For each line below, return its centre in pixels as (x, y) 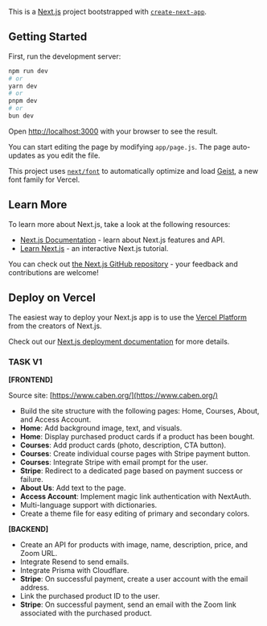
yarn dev (23, 86)
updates (22, 155)
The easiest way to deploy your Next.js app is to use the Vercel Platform (128, 317)
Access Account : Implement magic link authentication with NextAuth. (136, 496)
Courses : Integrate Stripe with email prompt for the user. (114, 462)
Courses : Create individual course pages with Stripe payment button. (135, 453)
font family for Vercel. (44, 179)
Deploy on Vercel (52, 298)
